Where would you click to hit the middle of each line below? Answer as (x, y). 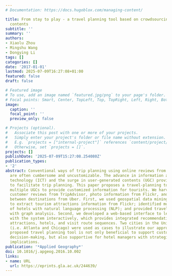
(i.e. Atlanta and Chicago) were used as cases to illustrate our (82, 228)
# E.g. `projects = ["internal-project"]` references (66, 142)
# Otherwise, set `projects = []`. (46, 147)
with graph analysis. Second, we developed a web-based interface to (85, 213)
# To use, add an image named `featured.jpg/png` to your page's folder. (86, 95)
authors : (15, 38)
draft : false (19, 81)
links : (12, 256)
